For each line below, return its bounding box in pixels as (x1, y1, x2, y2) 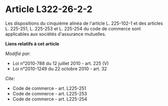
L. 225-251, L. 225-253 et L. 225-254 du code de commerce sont (5, 25, 141, 31)
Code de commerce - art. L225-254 (12, 96, 87, 102)
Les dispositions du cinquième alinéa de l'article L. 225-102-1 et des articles (5, 20, 163, 26)
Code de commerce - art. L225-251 (12, 85, 87, 91)
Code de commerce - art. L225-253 (12, 90, 87, 96)
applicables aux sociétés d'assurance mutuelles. (5, 31, 106, 37)
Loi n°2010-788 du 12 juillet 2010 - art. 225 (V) (12, 60, 109, 66)
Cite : (5, 75, 15, 81)
